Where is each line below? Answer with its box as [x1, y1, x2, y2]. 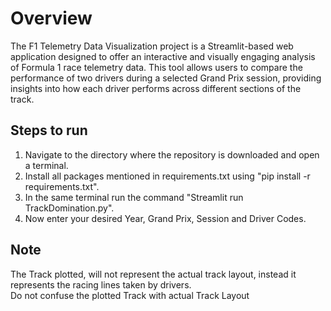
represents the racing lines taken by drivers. [10, 278, 192, 291]
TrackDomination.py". [24, 202, 115, 214]
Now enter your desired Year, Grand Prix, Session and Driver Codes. [24, 212, 307, 224]
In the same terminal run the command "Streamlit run [24, 191, 244, 203]
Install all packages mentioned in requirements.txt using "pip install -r [24, 170, 311, 182]
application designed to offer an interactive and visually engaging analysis [10, 50, 316, 62]
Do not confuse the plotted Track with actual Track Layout [10, 289, 250, 301]
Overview [10, 7, 93, 30]
